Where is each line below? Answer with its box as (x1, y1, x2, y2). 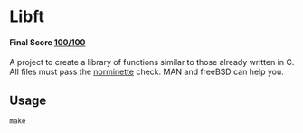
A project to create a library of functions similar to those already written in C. (9, 57, 295, 68)
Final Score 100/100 (9, 36, 86, 47)
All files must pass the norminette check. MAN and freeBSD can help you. (9, 66, 285, 78)
